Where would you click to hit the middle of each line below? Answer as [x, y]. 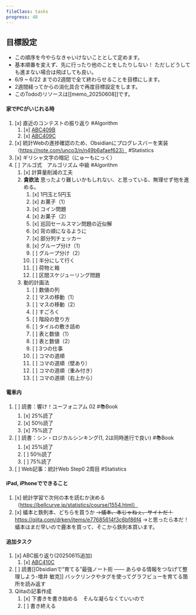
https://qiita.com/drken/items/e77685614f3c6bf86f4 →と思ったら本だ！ [102, 519]
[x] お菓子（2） [50, 216]
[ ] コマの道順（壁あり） [61, 363]
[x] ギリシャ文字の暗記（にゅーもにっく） [65, 157]
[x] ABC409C [40, 136]
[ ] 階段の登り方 [51, 319]
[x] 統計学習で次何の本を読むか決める [60, 498]
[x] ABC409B [39, 129]
